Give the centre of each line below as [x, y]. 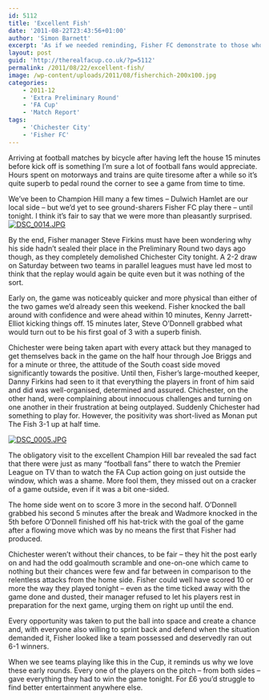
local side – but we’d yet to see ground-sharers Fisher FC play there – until [131, 207]
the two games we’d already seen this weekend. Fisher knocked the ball [127, 306]
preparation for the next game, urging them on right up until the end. [121, 605]
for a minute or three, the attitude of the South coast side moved [114, 364]
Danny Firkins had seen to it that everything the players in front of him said [131, 381]
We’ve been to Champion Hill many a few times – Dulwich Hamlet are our [128, 199]
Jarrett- [240, 315]
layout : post [30, 53]
